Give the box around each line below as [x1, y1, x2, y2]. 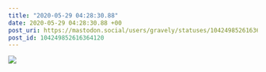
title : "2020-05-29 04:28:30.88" [8, 11, 119, 20]
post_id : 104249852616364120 [8, 33, 104, 42]
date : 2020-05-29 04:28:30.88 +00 [8, 19, 123, 27]
